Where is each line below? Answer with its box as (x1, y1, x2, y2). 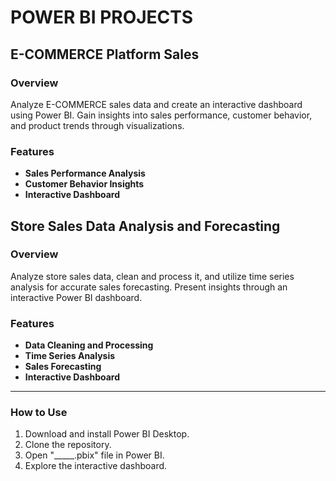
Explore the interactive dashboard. (24, 460, 168, 472)
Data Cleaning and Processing (24, 339, 154, 351)
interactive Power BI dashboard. (10, 291, 143, 303)
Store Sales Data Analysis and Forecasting (10, 217, 281, 235)
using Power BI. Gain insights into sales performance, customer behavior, (10, 109, 313, 121)
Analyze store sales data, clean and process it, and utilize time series (10, 270, 295, 282)
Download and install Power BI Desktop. (24, 428, 190, 440)
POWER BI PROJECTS (10, 6, 194, 29)
